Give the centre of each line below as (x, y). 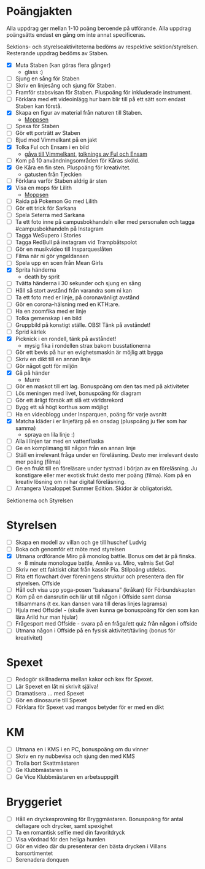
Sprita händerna (36, 270)
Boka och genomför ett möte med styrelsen (70, 549)
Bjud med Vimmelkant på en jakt (56, 140)
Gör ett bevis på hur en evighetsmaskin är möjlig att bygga (89, 352)
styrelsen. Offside (38, 583)
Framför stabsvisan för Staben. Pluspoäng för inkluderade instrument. (103, 93)
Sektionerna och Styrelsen (40, 500)
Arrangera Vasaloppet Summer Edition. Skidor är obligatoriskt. (94, 488)
